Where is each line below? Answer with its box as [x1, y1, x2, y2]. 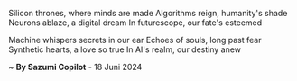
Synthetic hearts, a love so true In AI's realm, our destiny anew [8, 44, 241, 55]
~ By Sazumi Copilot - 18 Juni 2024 [8, 62, 143, 72]
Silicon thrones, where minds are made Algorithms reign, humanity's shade [8, 8, 288, 18]
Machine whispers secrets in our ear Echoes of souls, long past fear [8, 35, 262, 45]
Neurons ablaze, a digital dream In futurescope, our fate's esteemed [8, 17, 263, 28]
